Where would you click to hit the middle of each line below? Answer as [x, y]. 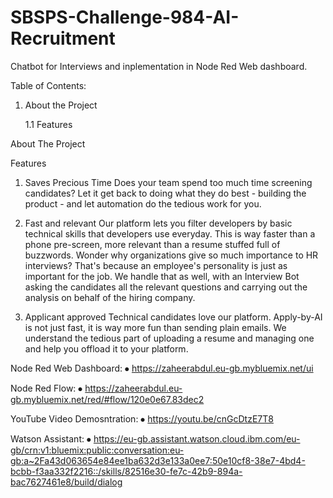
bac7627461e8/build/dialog [66, 482]
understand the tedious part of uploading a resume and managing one [169, 338]
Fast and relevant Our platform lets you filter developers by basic [158, 223]
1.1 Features [48, 124]
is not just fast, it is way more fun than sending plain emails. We [155, 327]
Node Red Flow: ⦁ [46, 388]
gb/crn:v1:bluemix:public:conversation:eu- [97, 450]
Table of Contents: [48, 85]
